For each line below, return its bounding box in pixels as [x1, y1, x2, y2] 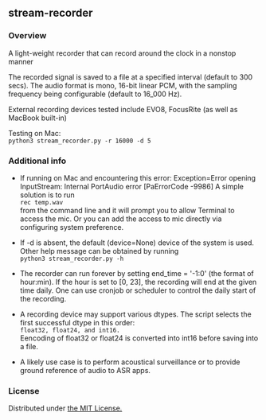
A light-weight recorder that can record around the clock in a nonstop [8, 48, 237, 58]
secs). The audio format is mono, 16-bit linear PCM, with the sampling [8, 80, 237, 90]
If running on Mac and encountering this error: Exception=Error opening [19, 173, 256, 182]
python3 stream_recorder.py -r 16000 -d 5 [8, 137, 151, 145]
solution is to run [19, 190, 76, 200]
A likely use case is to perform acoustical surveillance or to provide [19, 357, 241, 367]
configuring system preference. [19, 222, 124, 231]
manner [8, 56, 34, 66]
